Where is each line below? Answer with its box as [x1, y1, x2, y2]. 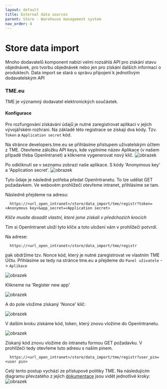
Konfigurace [5, 110, 32, 116]
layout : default [5, 7, 39, 12]
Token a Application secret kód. [5, 131, 72, 137]
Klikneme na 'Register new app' [5, 282, 70, 288]
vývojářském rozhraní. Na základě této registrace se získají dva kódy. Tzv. [5, 127, 157, 132]
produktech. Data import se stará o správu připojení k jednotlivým [5, 70, 140, 76]
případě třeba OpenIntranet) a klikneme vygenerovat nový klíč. [5, 152, 134, 158]
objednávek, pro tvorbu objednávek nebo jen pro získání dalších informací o [5, 64, 161, 70]
